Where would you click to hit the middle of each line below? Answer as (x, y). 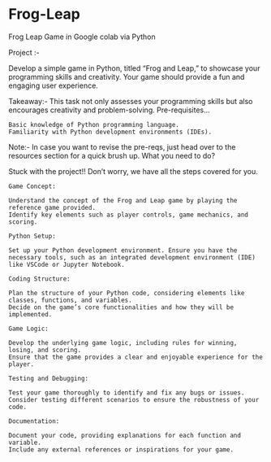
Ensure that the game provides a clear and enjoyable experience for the (136, 357)
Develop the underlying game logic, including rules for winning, (123, 342)
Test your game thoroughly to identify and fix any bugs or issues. (127, 392)
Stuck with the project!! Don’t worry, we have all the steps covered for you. (133, 171)
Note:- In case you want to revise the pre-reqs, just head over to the (122, 146)
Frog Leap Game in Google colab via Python (82, 37)
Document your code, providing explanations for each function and (125, 435)
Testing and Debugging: (49, 378)
